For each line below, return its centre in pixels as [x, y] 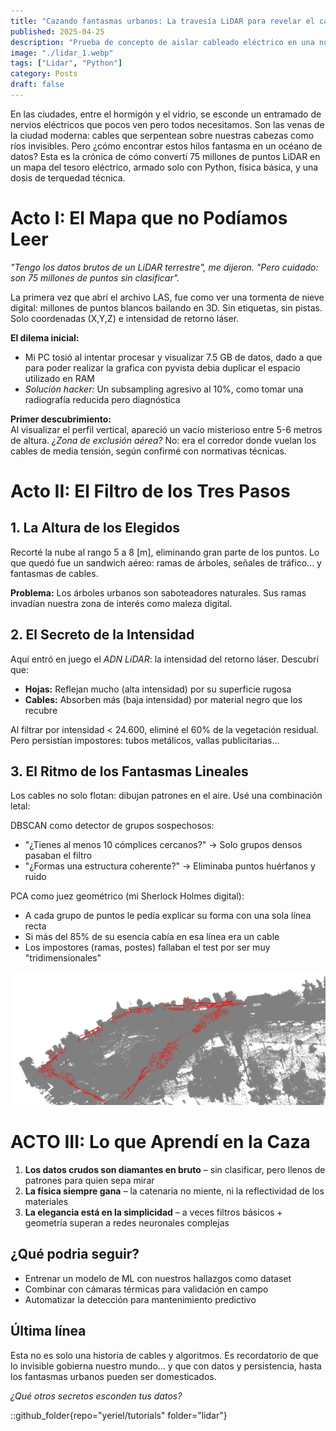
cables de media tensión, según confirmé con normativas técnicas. [148, 451]
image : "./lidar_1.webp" [62, 53]
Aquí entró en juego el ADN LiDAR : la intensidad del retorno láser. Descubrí [164, 659]
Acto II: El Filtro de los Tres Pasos [150, 491]
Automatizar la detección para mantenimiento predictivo [140, 1299]
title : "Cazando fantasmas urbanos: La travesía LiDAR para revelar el [162, 21]
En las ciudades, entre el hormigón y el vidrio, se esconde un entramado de [166, 114]
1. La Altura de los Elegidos [95, 528]
